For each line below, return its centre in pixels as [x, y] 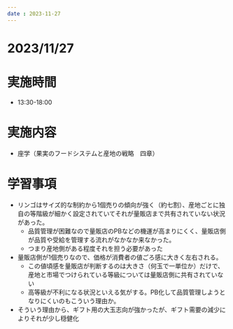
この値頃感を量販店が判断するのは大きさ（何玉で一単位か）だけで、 [126, 265]
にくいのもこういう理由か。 [80, 300]
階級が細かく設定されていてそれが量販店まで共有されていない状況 [131, 213]
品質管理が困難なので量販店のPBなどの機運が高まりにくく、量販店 [124, 231]
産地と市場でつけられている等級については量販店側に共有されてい [123, 275]
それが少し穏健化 [54, 318]
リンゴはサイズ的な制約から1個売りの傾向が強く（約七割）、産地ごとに [118, 205]
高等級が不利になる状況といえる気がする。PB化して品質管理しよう [123, 292]
